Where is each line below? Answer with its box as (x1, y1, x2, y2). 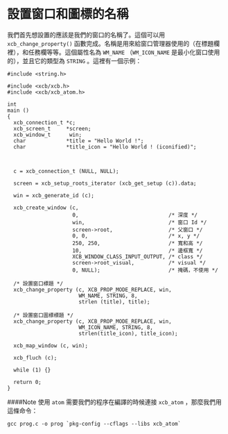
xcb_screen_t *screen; (13, 125, 91, 132)
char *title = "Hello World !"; (13, 137, 144, 144)
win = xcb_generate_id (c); (13, 192, 95, 199)
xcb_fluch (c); (13, 354, 58, 361)
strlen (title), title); (78, 298, 150, 306)
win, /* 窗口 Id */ (72, 219, 207, 226)
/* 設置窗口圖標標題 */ (13, 312, 74, 319)
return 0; (13, 378, 42, 385)
